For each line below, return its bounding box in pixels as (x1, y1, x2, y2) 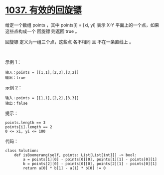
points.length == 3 (5, 120, 46, 125)
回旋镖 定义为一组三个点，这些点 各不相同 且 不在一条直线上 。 (5, 38, 134, 45)
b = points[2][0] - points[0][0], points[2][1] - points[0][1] (23, 161, 157, 166)
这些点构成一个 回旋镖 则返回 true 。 (5, 28, 80, 34)
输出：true (5, 75, 26, 80)
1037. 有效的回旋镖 (5, 4, 82, 16)
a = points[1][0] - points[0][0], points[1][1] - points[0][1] (23, 157, 157, 162)
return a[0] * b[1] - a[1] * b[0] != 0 (23, 166, 106, 171)
